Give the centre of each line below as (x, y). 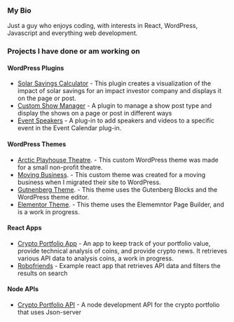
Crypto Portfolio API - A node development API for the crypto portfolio (118, 305)
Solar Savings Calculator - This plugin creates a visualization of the (114, 83)
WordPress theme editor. (53, 197)
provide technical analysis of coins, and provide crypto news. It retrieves (122, 251)
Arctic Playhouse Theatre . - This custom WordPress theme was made (118, 160)
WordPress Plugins (36, 68)
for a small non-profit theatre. (60, 167)
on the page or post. (47, 98)
